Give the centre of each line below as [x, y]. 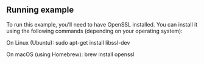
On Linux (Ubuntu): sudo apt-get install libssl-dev [68, 42]
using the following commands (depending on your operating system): [94, 31]
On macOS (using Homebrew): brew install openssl [70, 54]
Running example [40, 10]
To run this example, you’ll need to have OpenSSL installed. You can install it [102, 24]
